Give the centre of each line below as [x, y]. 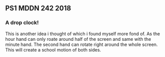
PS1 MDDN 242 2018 [38, 8]
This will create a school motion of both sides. [53, 49]
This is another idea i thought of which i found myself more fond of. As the [83, 34]
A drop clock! [22, 23]
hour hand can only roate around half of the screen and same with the [78, 39]
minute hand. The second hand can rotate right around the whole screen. [81, 44]
